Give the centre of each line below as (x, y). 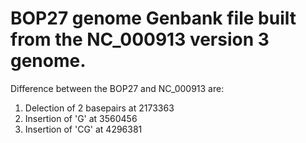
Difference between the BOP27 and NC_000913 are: (117, 88)
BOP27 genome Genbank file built (153, 18)
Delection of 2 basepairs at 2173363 (99, 108)
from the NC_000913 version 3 (140, 39)
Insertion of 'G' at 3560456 (81, 118)
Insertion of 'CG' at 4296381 (83, 129)
